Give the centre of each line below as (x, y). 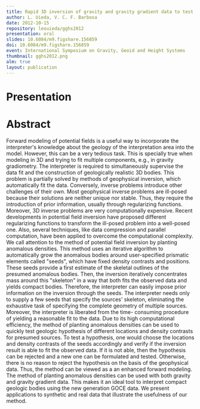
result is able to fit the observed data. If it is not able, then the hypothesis (96, 350)
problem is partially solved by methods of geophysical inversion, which (93, 179)
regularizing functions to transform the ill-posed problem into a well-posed (98, 223)
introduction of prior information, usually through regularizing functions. (95, 204)
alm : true (19, 61)
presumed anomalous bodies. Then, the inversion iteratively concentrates (97, 274)
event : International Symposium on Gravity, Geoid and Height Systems (96, 51)
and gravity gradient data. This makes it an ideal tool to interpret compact (96, 382)
